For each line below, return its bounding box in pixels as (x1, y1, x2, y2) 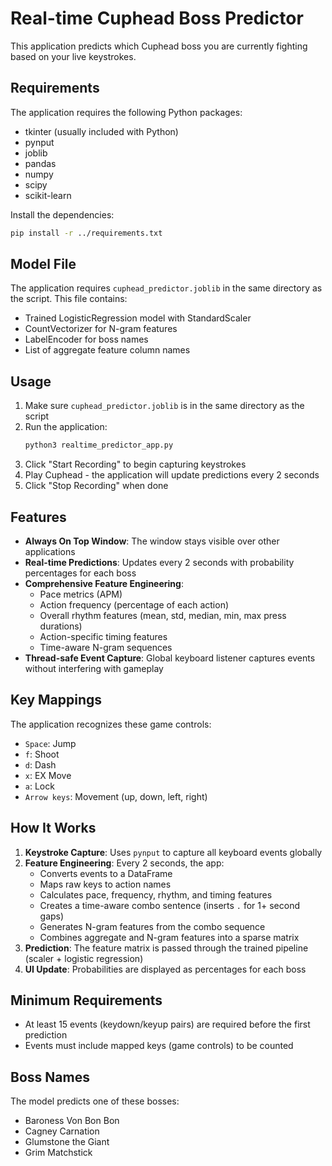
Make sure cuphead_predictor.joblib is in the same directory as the (24, 400, 305, 412)
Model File (10, 256, 77, 273)
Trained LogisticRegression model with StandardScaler (24, 312, 252, 324)
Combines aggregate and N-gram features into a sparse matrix (39, 931, 300, 943)
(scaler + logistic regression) (24, 952, 144, 964)
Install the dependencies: (10, 208, 115, 221)
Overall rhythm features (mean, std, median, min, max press (39, 609, 287, 621)
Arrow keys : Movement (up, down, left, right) (24, 790, 208, 802)
